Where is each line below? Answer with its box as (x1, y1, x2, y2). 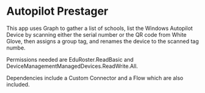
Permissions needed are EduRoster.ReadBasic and (6, 56, 134, 63)
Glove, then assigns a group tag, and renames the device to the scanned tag (6, 37, 199, 45)
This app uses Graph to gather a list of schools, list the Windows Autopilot (6, 24, 193, 32)
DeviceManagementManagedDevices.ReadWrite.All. (6, 62, 138, 70)
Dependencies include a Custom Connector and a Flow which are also (6, 74, 184, 81)
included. (6, 81, 30, 88)
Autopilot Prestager (6, 4, 109, 18)
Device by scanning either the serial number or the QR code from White (6, 31, 187, 38)
